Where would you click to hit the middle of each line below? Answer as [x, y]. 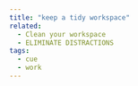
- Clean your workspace [61, 34]
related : [26, 26]
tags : [19, 51]
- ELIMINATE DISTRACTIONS [66, 43]
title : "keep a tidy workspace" [69, 17]
